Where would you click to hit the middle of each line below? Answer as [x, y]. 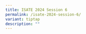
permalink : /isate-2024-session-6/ [43, 14]
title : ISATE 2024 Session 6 [36, 10]
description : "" [23, 24]
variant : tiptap [23, 19]
